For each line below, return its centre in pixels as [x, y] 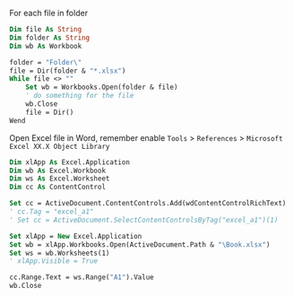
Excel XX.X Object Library [60, 146]
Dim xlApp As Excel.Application [69, 162]
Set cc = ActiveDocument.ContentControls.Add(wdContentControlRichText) [148, 204]
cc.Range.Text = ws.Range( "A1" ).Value [82, 277]
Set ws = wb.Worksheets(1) [60, 253]
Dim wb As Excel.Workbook [57, 170]
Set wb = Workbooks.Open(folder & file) [102, 87]
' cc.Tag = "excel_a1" [52, 212]
